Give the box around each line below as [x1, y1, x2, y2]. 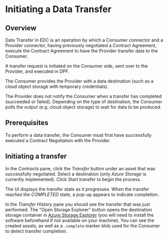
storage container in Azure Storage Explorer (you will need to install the [5, 212, 154, 218]
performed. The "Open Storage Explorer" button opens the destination [5, 206, 152, 213]
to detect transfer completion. [5, 228, 67, 234]
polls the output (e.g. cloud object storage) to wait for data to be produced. [5, 104, 162, 110]
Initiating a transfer [5, 152, 67, 161]
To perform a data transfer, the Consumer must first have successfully [5, 132, 152, 138]
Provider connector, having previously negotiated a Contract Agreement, [5, 42, 157, 49]
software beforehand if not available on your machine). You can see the [5, 217, 154, 223]
